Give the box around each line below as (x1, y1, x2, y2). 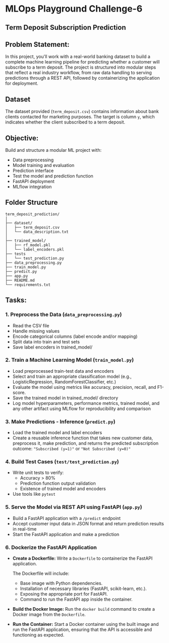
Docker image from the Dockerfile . (12, 611, 86, 617)
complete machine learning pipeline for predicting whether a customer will (5, 59, 160, 65)
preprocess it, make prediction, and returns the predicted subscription (12, 440, 159, 446)
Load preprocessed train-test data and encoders (12, 368, 115, 374)
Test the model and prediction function (12, 173, 93, 179)
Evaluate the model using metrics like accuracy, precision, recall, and (12, 384, 156, 390)
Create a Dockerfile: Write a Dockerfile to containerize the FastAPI (12, 555, 153, 561)
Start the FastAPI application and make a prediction (12, 531, 120, 537)
